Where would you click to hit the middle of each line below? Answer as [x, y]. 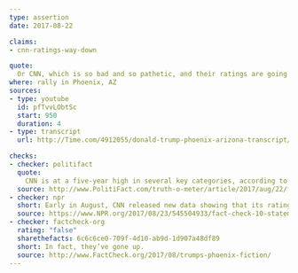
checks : [24, 156]
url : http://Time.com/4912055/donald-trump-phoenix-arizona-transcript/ [154, 140]
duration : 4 [39, 124]
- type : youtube [39, 98]
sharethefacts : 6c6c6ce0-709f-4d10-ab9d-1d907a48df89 [118, 238]
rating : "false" [47, 230]
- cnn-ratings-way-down [53, 50]
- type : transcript [45, 132]
